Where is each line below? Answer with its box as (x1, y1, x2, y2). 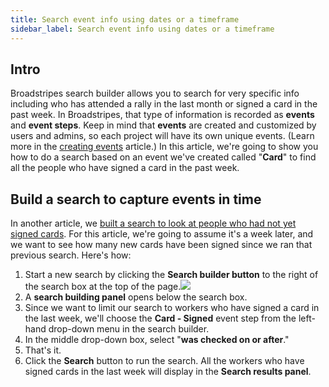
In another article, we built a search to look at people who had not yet (10, 217, 297, 230)
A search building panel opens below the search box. (24, 291, 248, 303)
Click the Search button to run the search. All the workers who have (24, 355, 305, 367)
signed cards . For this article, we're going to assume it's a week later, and (10, 228, 314, 240)
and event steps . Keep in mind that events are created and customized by (10, 119, 317, 131)
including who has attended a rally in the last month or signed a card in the (10, 98, 318, 110)
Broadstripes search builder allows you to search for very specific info (10, 87, 300, 100)
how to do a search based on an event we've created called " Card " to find (10, 151, 317, 163)
